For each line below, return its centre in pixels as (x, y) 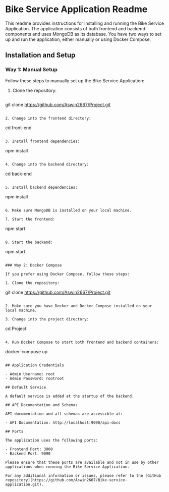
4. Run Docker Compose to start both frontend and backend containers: (82, 342)
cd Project (16, 329)
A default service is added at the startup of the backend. (70, 396)
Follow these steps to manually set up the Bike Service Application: (75, 80)
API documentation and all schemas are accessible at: (64, 414)
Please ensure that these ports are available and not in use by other (82, 462)
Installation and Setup (40, 55)
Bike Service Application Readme (76, 9)
